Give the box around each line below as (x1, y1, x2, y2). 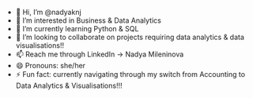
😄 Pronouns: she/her (15, 61, 85, 70)
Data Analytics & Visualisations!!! (15, 81, 123, 90)
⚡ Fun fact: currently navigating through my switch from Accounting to (15, 70, 246, 78)
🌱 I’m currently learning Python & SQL (15, 24, 139, 33)
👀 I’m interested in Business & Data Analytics (15, 16, 162, 25)
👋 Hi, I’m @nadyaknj (15, 8, 81, 16)
